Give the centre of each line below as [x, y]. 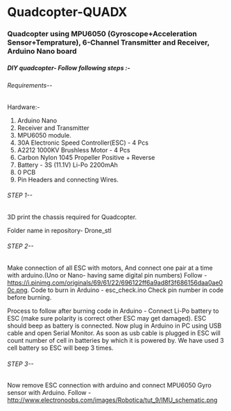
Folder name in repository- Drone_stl [60, 230]
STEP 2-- [20, 246]
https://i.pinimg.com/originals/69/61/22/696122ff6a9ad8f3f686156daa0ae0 [115, 283]
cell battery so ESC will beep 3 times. [60, 348]
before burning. [29, 298]
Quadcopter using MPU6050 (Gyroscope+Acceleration [102, 34]
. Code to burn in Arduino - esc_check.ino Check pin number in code [126, 290]
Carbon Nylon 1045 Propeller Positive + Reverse [86, 157]
